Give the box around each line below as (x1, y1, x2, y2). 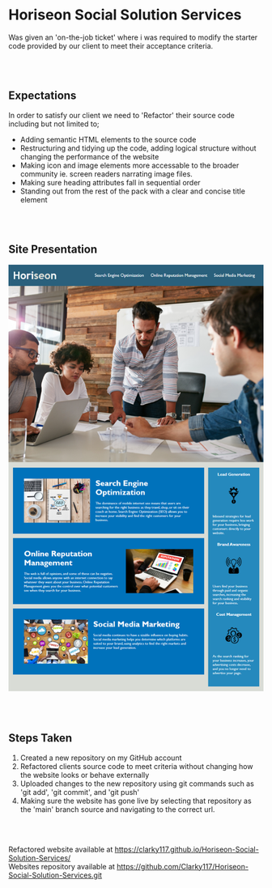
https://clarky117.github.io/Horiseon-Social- (114, 844, 259, 854)
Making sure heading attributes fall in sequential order (19, 177, 201, 187)
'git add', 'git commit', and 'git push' (19, 787, 140, 797)
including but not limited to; (8, 119, 100, 129)
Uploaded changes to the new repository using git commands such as (19, 779, 255, 788)
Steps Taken (8, 731, 73, 746)
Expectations (8, 89, 77, 103)
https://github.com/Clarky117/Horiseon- (117, 861, 249, 871)
